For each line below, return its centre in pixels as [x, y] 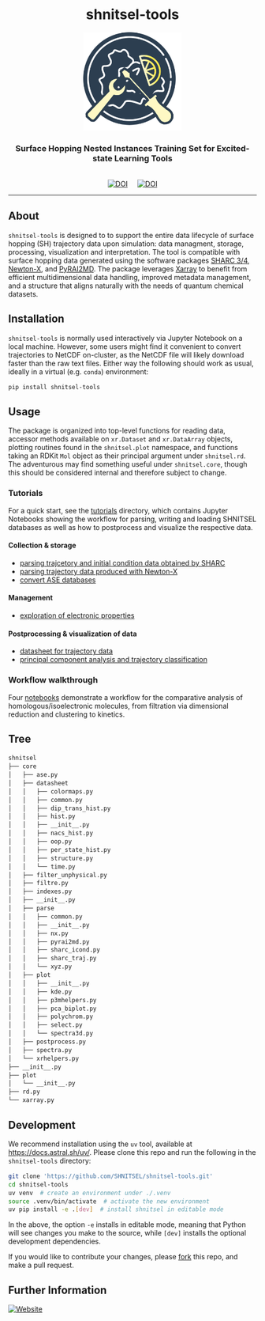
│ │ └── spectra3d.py [50, 1034]
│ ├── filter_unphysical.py [58, 875]
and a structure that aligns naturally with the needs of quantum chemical [126, 286]
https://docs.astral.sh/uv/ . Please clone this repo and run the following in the [132, 1152]
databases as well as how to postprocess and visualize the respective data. [131, 527]
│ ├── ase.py [33, 775]
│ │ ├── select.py [45, 1025]
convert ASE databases [58, 580]
